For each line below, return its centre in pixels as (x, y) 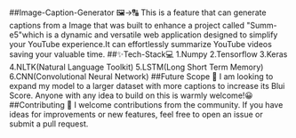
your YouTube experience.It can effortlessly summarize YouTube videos (141, 44)
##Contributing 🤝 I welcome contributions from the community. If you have (146, 105)
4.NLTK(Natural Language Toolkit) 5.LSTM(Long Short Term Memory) (136, 67)
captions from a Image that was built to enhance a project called (127, 25)
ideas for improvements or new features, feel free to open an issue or (136, 114)
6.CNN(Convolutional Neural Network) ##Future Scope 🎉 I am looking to (141, 77)
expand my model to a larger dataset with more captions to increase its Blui (147, 86)
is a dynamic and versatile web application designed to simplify (162, 35)
